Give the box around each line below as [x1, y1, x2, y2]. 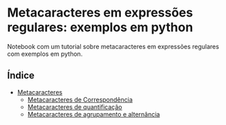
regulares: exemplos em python [7, 19, 194, 35]
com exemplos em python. [7, 50, 83, 58]
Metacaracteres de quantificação [27, 102, 122, 111]
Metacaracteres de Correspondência [27, 95, 133, 104]
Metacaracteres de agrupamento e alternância [27, 110, 160, 118]
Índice [7, 70, 35, 81]
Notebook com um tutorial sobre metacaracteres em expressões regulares [7, 42, 220, 50]
